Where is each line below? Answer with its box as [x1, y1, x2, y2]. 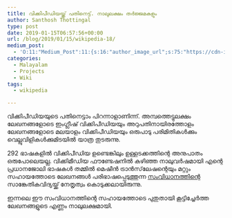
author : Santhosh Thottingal [7, 17, 91, 23]
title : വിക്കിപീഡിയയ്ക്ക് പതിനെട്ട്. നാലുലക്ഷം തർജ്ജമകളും [7, 10, 157, 17]
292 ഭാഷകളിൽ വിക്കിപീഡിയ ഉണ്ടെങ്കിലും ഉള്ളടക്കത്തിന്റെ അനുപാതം [7, 149, 203, 157]
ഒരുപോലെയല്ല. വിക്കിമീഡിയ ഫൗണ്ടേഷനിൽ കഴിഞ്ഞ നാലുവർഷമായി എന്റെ [7, 157, 223, 166]
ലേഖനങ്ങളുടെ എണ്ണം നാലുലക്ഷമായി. [7, 201, 113, 210]
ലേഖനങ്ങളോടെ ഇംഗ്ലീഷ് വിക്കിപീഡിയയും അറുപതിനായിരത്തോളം [7, 120, 195, 128]
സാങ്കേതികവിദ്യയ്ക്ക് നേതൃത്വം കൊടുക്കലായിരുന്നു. [7, 180, 143, 188]
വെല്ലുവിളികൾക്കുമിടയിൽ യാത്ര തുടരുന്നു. [7, 135, 121, 143]
